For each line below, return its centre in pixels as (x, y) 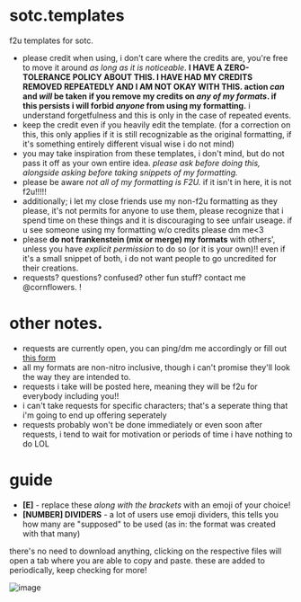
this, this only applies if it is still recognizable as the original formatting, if (157, 134)
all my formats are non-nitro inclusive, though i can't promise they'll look (156, 367)
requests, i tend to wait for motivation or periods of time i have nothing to (157, 434)
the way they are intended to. (76, 376)
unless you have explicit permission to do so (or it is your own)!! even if (154, 249)
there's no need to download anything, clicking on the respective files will (146, 551)
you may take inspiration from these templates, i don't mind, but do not (153, 153)
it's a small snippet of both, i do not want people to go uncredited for (149, 258)
